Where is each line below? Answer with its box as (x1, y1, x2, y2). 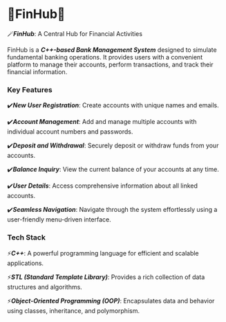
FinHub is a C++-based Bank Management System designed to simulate (7, 45, 217, 54)
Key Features (7, 84, 53, 94)
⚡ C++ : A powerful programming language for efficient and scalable (7, 249, 199, 257)
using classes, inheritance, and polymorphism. (7, 306, 140, 314)
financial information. (7, 67, 68, 75)
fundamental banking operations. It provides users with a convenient (7, 53, 203, 61)
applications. (7, 259, 44, 267)
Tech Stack (7, 233, 46, 242)
